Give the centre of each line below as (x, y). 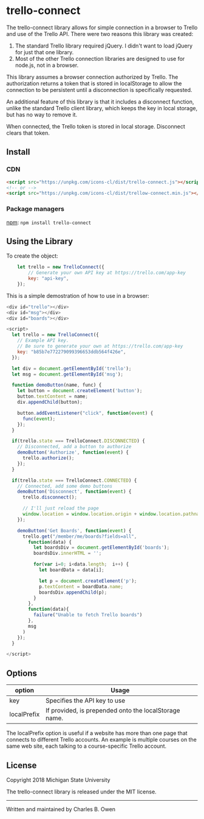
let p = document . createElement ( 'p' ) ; (88, 581)
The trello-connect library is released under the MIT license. (81, 792)
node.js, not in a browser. (47, 65)
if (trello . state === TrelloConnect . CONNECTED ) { (74, 480)
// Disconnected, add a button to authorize (74, 447)
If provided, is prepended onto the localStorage (113, 711)
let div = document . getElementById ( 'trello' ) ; (72, 368)
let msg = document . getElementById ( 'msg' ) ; (67, 374)
